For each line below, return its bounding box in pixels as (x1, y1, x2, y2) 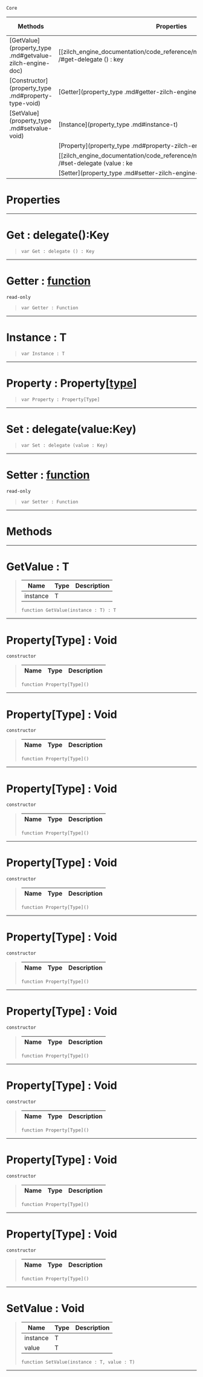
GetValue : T (6, 560, 69, 574)
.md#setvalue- (9, 124, 53, 132)
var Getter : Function (21, 304, 79, 311)
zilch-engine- (9, 59, 50, 67)
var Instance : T (21, 350, 65, 357)
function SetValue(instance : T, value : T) (21, 1359, 135, 1365)
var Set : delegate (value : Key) (21, 442, 108, 448)
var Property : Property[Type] (21, 397, 100, 403)
